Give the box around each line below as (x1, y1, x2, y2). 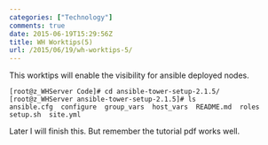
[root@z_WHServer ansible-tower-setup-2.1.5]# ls (9, 95, 197, 104)
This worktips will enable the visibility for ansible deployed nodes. (9, 70, 250, 80)
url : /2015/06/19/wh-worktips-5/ (9, 46, 133, 55)
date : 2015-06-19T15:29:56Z (9, 29, 114, 38)
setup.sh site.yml (9, 111, 82, 119)
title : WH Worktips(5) (9, 37, 93, 47)
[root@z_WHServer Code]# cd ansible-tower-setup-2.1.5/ (9, 88, 220, 96)
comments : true (9, 21, 66, 30)
